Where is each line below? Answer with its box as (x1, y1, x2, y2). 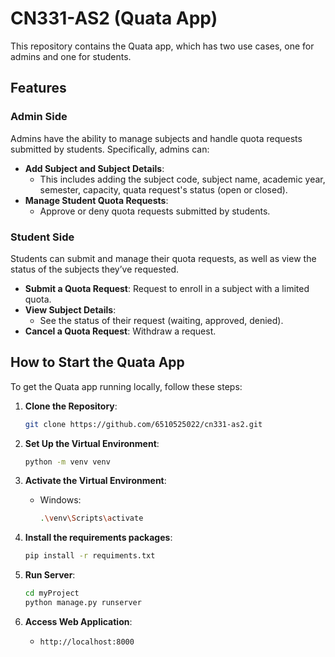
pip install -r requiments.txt (24, 551, 156, 561)
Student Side (10, 230, 75, 244)
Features (10, 80, 67, 97)
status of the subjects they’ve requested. (10, 263, 180, 275)
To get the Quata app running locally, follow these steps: (10, 380, 243, 392)
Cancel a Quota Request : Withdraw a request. (24, 325, 217, 337)
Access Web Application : (24, 615, 133, 627)
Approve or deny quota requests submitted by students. (39, 205, 271, 217)
